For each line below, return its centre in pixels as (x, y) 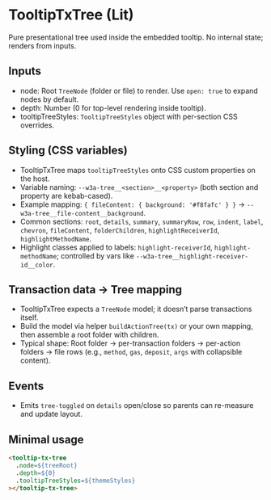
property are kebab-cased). (66, 195)
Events (26, 386)
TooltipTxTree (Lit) (71, 15)
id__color (37, 265)
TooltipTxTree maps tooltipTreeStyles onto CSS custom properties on (138, 170)
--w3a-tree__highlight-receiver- (193, 256)
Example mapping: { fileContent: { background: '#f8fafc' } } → (132, 204)
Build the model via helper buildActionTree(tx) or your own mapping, (136, 326)
